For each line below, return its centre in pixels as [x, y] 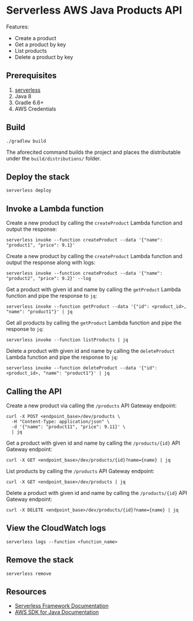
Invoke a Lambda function [55, 209]
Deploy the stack [38, 177]
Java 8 [23, 96]
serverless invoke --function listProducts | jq [67, 340]
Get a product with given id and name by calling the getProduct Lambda [94, 289]
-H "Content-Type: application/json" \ [61, 421]
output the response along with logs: [51, 263]
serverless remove [29, 574]
